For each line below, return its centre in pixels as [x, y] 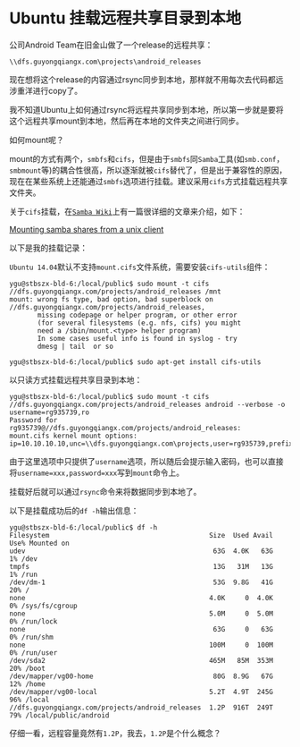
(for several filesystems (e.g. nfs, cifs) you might [139, 323]
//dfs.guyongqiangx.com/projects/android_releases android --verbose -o [147, 404]
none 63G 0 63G [142, 629]
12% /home [28, 684]
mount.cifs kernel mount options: [74, 436]
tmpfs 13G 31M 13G [142, 566]
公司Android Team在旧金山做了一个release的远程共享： [111, 45]
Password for [33, 420]
